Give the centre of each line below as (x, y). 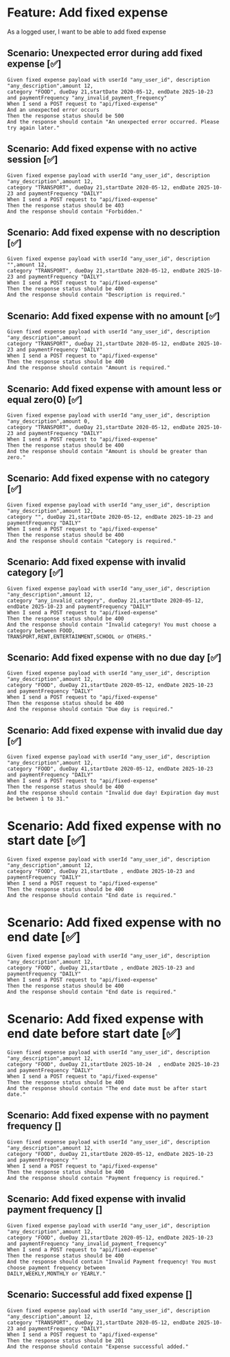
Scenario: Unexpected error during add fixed (105, 53)
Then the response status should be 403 (66, 205)
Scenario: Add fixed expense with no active (102, 149)
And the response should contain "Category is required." (92, 541)
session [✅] (33, 160)
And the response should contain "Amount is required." (89, 368)
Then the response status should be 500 (66, 116)
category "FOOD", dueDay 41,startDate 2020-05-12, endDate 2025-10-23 (110, 769)
